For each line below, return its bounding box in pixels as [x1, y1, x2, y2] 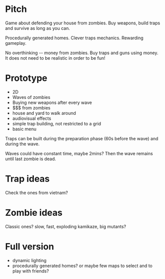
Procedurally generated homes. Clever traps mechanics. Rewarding [5, 35, 144, 41]
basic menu [12, 126, 37, 132]
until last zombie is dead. [5, 156, 56, 162]
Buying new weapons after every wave [12, 99, 92, 105]
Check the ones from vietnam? [5, 189, 68, 195]
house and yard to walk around [12, 110, 76, 116]
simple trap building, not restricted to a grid [12, 120, 101, 126]
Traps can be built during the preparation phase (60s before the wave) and [5, 135, 159, 141]
